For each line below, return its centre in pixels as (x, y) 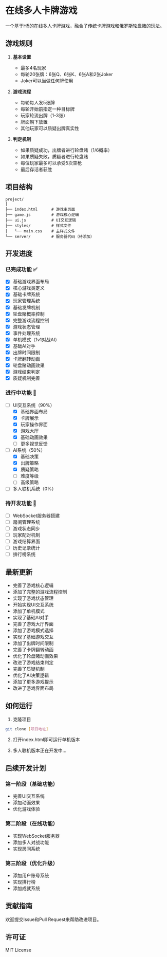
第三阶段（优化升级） (32, 863)
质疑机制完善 (26, 378)
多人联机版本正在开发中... (40, 750)
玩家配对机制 (26, 535)
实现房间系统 (26, 849)
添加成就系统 (26, 888)
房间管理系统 (26, 522)
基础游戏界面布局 (31, 282)
